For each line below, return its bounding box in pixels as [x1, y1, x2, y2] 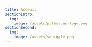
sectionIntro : [5, 12, 35, 17]
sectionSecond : [5, 25, 37, 30]
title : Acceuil [5, 7, 37, 12]
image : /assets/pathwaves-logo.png [14, 21, 88, 26]
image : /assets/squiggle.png [14, 35, 74, 40]
